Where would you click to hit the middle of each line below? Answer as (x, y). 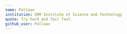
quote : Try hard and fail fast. (39, 19)
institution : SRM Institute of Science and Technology (64, 14)
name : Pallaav (20, 10)
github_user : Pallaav (28, 24)
